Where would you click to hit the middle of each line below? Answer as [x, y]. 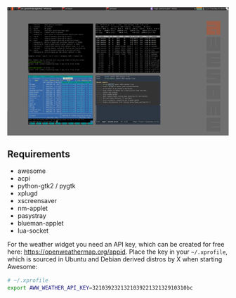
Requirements [39, 154]
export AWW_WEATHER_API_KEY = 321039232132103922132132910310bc [100, 288]
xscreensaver [37, 201]
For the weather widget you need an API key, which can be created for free [116, 245]
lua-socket [33, 231]
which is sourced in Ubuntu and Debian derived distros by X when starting [115, 259]
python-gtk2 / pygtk [46, 186]
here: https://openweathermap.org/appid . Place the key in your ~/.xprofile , [118, 252]
